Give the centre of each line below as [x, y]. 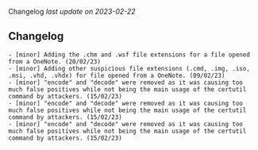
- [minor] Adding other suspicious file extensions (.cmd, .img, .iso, [129, 68]
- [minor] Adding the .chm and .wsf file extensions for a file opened [129, 55]
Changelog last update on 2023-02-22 [72, 12]
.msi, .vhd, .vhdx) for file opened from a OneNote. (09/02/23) [117, 75]
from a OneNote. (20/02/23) [55, 62]
